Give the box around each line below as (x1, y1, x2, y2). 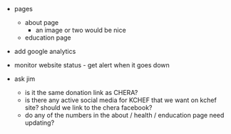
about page (24, 18, 59, 26)
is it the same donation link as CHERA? (24, 89, 138, 96)
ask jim (14, 74, 36, 83)
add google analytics (14, 48, 76, 55)
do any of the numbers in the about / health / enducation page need (24, 111, 225, 119)
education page (24, 33, 71, 42)
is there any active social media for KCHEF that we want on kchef (24, 96, 217, 104)
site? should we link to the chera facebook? (24, 104, 153, 111)
